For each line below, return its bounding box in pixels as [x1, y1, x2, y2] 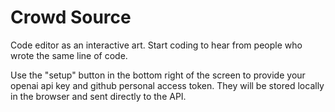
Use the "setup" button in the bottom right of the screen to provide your [10, 69, 306, 81]
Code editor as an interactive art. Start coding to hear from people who [10, 39, 303, 51]
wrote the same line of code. [10, 49, 128, 61]
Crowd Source [10, 6, 132, 29]
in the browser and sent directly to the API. [10, 90, 187, 102]
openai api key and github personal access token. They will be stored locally [10, 79, 325, 91]
